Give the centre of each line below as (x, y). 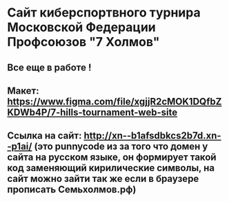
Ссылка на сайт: (44, 136)
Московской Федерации (82, 27)
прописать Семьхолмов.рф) (72, 190)
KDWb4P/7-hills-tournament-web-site (92, 112)
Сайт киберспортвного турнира (104, 13)
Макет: (23, 91)
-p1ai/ (20, 147)
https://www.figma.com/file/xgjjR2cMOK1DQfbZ (114, 101)
